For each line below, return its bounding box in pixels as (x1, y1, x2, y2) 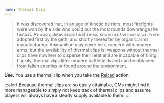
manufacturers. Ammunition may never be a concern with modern (16, 41, 152, 47)
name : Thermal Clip (4, 7, 45, 12)
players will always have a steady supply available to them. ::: (4, 92, 130, 98)
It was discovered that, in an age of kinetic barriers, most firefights (16, 21, 153, 27)
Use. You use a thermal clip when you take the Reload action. (4, 72, 130, 78)
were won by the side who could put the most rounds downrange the (16, 26, 158, 32)
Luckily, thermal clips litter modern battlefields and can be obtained (16, 57, 155, 63)
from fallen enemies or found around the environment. (16, 63, 127, 69)
